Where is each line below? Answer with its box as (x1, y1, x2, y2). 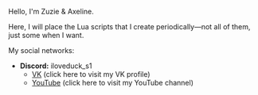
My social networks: (8, 46, 75, 55)
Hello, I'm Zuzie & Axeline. (8, 7, 94, 16)
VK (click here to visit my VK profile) (31, 70, 150, 78)
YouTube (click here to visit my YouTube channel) (31, 78, 193, 87)
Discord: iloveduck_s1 (19, 61, 92, 70)
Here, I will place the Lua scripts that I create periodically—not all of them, (8, 22, 251, 31)
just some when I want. (8, 31, 84, 40)
